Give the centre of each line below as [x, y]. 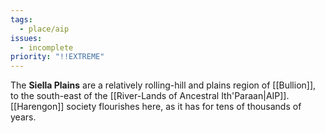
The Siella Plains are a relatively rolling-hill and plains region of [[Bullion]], [163, 85]
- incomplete [46, 47]
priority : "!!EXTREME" [57, 57]
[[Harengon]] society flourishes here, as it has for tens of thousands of [156, 107]
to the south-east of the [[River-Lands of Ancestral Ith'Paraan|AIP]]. [150, 96]
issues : [26, 38]
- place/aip [44, 29]
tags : [21, 19]
